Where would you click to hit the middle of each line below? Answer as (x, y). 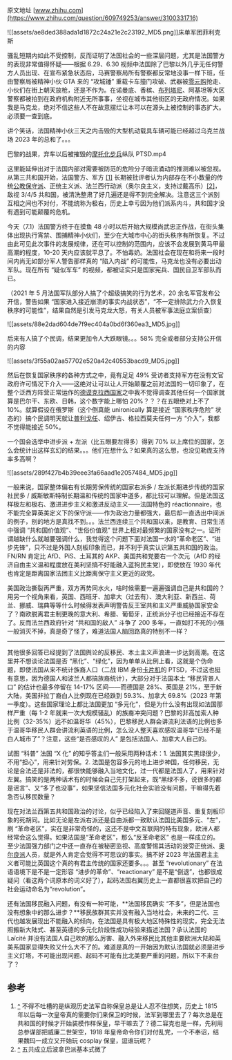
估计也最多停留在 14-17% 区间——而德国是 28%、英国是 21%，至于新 (123, 687)
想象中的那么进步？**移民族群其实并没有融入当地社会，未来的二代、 (116, 912)
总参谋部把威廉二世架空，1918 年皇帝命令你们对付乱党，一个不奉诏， (115, 1032)
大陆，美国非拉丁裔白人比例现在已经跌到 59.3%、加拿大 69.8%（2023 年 (112, 695)
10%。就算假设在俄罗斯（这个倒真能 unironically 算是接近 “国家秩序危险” (110, 409)
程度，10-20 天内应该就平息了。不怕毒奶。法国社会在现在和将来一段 (122, 252)
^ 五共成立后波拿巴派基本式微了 (62, 1049)
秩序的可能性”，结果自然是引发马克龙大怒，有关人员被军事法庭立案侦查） (112, 310)
